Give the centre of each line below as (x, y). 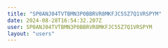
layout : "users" (31, 34)
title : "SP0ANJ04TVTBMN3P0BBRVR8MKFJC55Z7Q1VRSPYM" (84, 14)
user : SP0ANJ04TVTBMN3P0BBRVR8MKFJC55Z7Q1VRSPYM (80, 27)
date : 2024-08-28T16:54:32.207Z (54, 20)
